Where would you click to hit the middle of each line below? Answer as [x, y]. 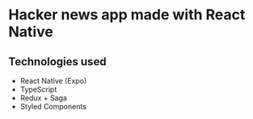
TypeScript [38, 89]
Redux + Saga [43, 98]
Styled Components [53, 107]
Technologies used [57, 62]
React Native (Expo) [53, 81]
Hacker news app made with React [127, 15]
